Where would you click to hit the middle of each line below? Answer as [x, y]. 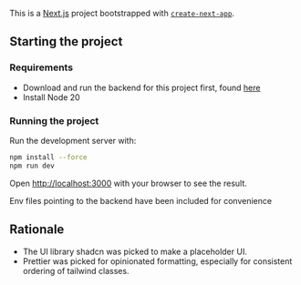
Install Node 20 [51, 97]
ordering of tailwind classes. [76, 270]
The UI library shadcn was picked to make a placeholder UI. [135, 251]
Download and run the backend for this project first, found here [141, 87]
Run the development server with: [73, 140]
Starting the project [66, 41]
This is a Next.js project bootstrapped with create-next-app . [122, 13]
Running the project [54, 120]
